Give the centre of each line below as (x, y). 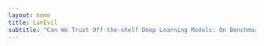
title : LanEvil (33, 23)
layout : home (29, 15)
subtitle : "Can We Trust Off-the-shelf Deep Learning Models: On (117, 30)
